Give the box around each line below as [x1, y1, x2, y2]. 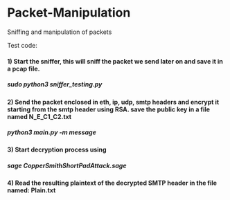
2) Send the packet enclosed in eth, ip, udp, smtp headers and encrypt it [7, 98, 220, 106]
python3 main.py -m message [7, 128, 97, 136]
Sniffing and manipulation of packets [7, 28, 112, 36]
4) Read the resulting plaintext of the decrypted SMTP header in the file [7, 179, 217, 188]
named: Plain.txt [7, 186, 56, 194]
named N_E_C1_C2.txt [7, 112, 71, 120]
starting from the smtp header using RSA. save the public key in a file [7, 105, 210, 113]
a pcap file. [7, 64, 40, 73]
